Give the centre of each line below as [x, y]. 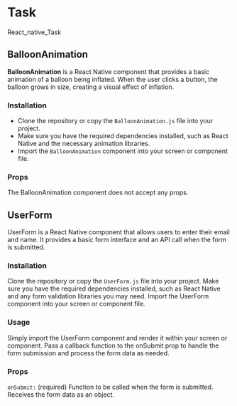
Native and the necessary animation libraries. [84, 144]
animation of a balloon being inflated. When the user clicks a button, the [112, 79]
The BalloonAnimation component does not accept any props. [98, 192]
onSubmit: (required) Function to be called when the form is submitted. [110, 387]
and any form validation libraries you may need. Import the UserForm [108, 296]
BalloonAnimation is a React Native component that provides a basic [109, 71]
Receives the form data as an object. [61, 395]
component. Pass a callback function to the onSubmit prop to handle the [113, 345]
